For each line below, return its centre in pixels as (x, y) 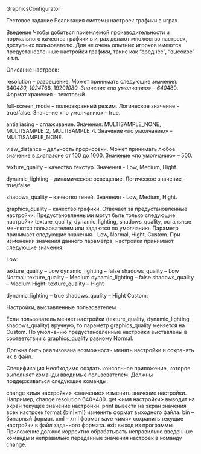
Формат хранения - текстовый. (46, 94)
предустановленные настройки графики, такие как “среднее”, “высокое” (101, 52)
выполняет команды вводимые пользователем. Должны (79, 375)
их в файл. (20, 356)
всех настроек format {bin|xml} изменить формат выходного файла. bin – (100, 412)
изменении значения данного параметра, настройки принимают (90, 241)
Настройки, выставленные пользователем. (62, 307)
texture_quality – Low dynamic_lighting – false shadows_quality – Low (93, 271)
